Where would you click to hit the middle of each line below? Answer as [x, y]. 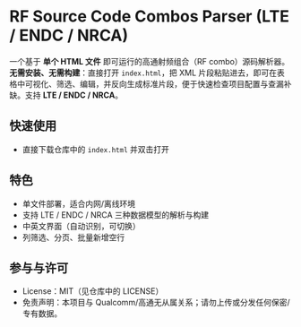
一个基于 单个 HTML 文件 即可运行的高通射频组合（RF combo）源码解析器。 [150, 61]
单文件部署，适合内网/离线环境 [79, 203]
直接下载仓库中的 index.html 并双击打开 [96, 149]
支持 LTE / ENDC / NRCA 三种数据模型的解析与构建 [115, 215]
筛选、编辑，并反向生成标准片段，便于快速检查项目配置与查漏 [170, 83]
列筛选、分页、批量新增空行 [73, 237]
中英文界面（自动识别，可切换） [81, 226]
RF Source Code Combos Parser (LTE [149, 17]
